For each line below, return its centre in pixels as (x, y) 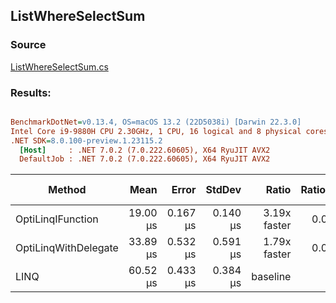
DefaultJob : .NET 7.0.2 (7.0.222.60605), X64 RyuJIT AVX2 (145, 159)
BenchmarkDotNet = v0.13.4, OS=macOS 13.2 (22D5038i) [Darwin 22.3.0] (156, 122)
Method (67, 190)
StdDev (223, 190)
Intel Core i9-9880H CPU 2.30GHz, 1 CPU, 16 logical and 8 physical (156, 131)
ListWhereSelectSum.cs (59, 66)
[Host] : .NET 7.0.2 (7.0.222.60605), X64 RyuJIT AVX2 (145, 150)
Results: (31, 92)
